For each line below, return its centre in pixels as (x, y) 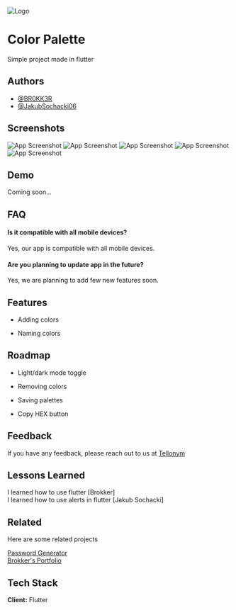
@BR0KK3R (35, 98)
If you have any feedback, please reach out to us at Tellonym (96, 453)
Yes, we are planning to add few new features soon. (83, 281)
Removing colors (42, 386)
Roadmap (29, 355)
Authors (26, 81)
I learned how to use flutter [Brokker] (61, 492)
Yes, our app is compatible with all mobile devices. (81, 248)
